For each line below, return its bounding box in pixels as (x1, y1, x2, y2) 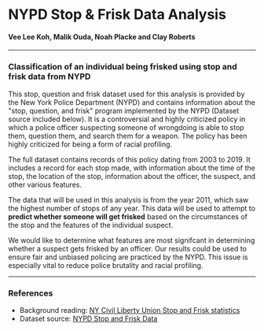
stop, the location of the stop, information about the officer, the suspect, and (8, 171, 256, 180)
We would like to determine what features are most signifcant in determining (8, 235, 255, 245)
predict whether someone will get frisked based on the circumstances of (8, 211, 248, 221)
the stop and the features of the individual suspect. (8, 220, 174, 229)
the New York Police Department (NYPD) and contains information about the (8, 97, 255, 107)
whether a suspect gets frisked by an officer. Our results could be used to (8, 244, 247, 253)
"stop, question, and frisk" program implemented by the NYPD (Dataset (8, 106, 240, 115)
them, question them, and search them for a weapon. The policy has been (8, 131, 247, 140)
